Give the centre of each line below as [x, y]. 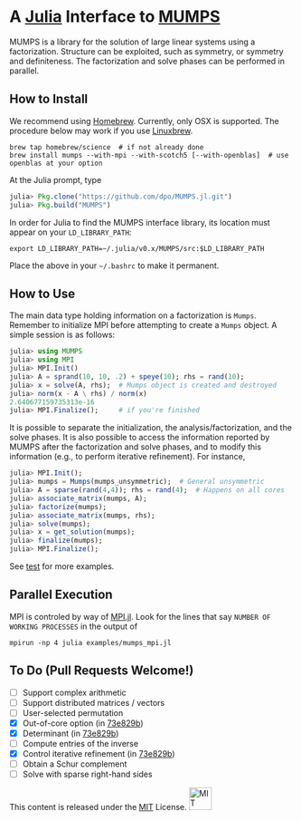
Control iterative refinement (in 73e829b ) [99, 754]
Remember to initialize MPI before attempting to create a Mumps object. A [143, 325]
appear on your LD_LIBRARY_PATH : [71, 232]
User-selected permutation [73, 712]
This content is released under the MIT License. [98, 807]
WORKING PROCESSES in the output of [74, 626]
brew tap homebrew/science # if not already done [107, 147]
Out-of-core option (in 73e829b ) [83, 723]
